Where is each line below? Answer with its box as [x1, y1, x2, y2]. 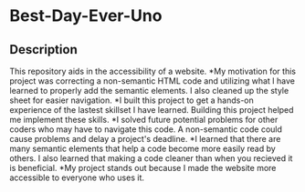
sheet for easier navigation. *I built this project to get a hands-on [9, 95, 254, 106]
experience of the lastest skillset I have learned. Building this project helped [9, 105, 294, 115]
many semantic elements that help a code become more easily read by [9, 143, 276, 154]
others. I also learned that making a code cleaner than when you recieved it [9, 153, 293, 164]
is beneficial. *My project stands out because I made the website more [9, 163, 277, 173]
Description [9, 42, 78, 57]
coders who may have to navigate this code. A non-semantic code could [9, 124, 283, 135]
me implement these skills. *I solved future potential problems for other [9, 115, 279, 125]
